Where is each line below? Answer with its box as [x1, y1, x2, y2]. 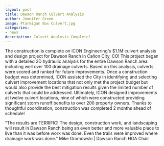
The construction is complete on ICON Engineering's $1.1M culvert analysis [5, 48, 157, 54]
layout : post [5, 7, 32, 12]
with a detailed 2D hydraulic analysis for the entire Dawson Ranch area [5, 58, 148, 64]
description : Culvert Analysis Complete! [5, 35, 91, 40]
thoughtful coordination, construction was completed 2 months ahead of [5, 105, 152, 111]
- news [5, 30, 19, 35]
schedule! [5, 110, 25, 116]
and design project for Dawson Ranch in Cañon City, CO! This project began [5, 53, 159, 59]
